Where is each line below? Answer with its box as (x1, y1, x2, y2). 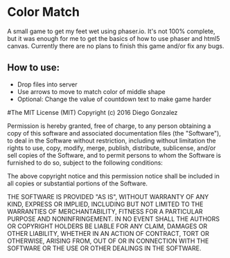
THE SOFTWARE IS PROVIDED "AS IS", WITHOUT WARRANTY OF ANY (7, 192, 209, 201)
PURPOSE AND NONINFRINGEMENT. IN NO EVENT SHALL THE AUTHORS (7, 214, 220, 223)
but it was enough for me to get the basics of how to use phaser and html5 (7, 34, 220, 42)
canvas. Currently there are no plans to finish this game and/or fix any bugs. (7, 42, 224, 50)
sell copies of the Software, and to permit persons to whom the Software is (7, 151, 222, 159)
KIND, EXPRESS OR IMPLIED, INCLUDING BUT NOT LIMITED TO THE (7, 200, 204, 208)
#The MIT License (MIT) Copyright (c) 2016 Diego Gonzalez (7, 108, 178, 116)
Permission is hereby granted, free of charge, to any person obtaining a (7, 122, 211, 130)
